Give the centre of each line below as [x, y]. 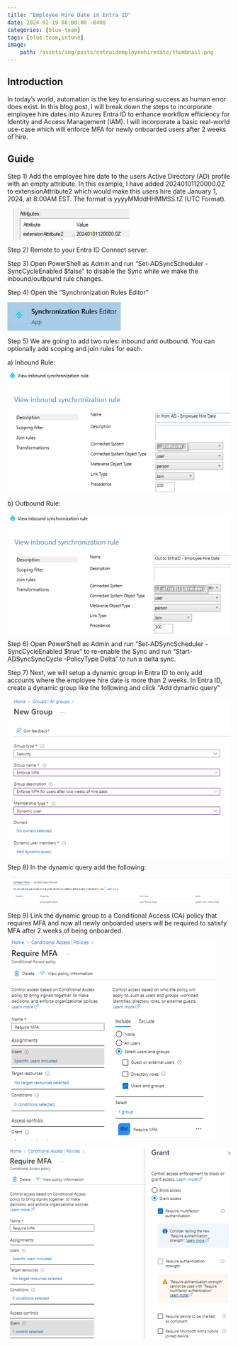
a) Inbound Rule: [31, 362]
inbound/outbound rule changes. [55, 278]
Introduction [35, 82]
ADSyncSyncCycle [35, 659]
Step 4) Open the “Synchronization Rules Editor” [78, 292]
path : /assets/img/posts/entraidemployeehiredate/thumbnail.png [117, 52]
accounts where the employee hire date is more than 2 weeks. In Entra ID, [115, 680]
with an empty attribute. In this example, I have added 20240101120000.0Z [116, 184]
